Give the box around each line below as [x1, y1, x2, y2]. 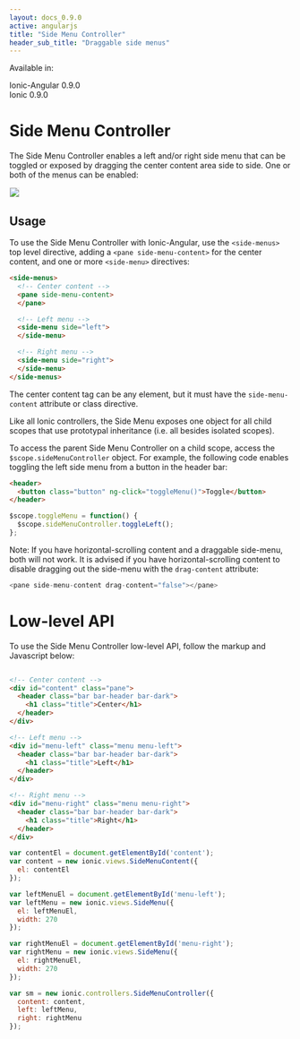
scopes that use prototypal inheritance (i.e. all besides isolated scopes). [9, 425, 275, 435]
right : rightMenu [17, 1014, 82, 1023]
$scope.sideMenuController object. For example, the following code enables [9, 451, 289, 462]
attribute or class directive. [39, 398, 139, 408]
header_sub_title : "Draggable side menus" [9, 38, 170, 47]
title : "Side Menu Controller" [9, 30, 126, 39]
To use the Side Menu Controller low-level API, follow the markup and [9, 640, 266, 651]
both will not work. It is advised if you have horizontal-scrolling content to [9, 554, 280, 564]
